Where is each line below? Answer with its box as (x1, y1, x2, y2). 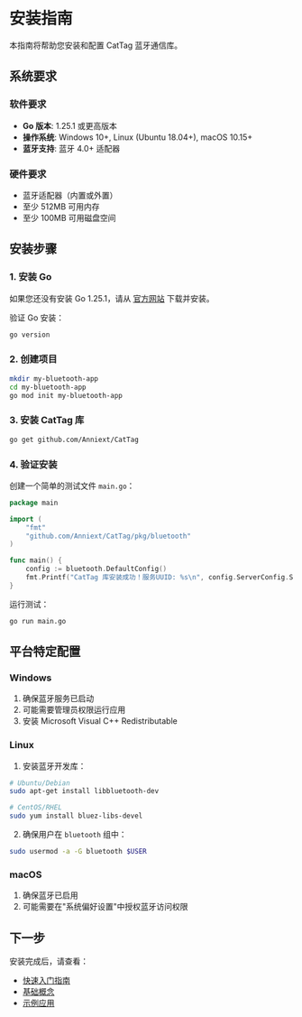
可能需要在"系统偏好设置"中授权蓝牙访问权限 (22, 901, 188, 912)
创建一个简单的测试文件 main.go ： (9, 480, 135, 491)
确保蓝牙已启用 (22, 890, 78, 901)
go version (9, 330, 50, 339)
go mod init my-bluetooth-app (9, 391, 124, 400)
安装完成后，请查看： (9, 956, 88, 966)
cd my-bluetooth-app (9, 383, 87, 392)
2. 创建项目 (9, 353, 58, 365)
